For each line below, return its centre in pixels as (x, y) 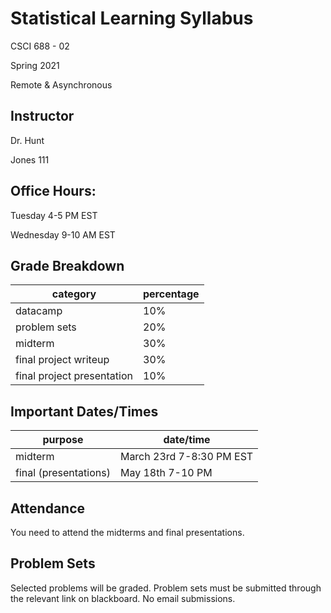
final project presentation (74, 376)
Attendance (48, 508)
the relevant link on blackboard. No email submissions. (123, 598)
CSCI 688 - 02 (40, 46)
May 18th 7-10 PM (166, 473)
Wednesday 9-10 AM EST (63, 234)
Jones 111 (30, 159)
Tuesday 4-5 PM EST (54, 215)
